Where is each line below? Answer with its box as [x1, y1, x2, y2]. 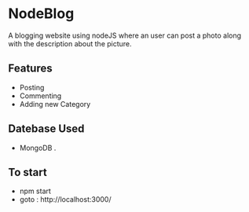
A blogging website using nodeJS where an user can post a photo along [8, 31, 242, 40]
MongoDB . [19, 143, 57, 152]
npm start [19, 186, 51, 196]
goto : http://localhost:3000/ [19, 195, 112, 204]
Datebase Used [8, 122, 85, 136]
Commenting [19, 91, 62, 101]
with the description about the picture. [8, 38, 132, 48]
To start [8, 166, 47, 179]
